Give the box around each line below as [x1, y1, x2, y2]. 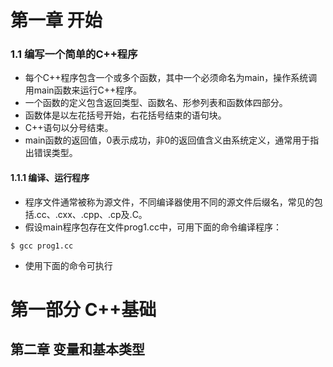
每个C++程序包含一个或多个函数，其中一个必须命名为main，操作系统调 [24, 72, 318, 84]
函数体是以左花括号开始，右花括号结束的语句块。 [24, 109, 227, 121]
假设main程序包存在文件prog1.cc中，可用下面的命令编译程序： [24, 221, 282, 233]
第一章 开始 [10, 9, 103, 32]
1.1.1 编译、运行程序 [10, 172, 90, 184]
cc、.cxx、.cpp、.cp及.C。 [36, 208, 148, 220]
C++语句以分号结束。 [24, 122, 114, 134]
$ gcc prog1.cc [10, 241, 74, 251]
